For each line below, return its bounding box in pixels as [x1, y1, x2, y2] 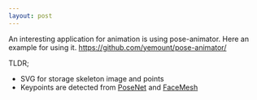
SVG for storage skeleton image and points [20, 73, 164, 83]
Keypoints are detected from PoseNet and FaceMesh [20, 82, 198, 92]
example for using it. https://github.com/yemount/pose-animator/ [8, 42, 227, 52]
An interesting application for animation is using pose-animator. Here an [8, 34, 250, 44]
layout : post [8, 11, 53, 20]
